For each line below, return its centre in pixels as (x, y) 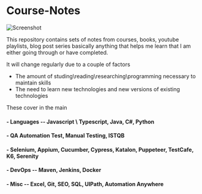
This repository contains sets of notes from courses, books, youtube (93, 39)
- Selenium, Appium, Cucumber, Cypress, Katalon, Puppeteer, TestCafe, (100, 149)
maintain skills (33, 83)
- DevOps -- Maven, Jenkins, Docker (54, 170)
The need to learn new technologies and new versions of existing (98, 89)
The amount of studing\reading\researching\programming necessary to (105, 76)
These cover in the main (37, 107)
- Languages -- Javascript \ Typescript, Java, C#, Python (80, 121)
